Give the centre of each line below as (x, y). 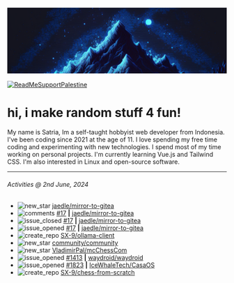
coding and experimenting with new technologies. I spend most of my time (114, 147)
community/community (85, 243)
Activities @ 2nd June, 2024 (48, 184)
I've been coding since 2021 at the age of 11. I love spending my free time (112, 139)
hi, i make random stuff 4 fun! (94, 113)
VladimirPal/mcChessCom (89, 250)
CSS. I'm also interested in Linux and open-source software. (93, 162)
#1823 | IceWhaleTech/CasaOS (110, 265)
